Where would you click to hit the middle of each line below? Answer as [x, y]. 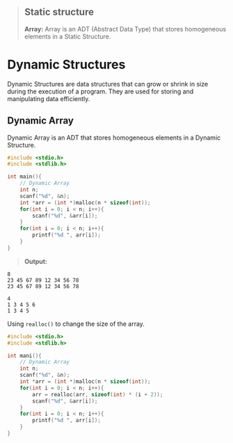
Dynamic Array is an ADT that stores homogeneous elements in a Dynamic [114, 137]
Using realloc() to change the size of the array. [76, 324]
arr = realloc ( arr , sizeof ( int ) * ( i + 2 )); [98, 394]
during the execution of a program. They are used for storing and [101, 91]
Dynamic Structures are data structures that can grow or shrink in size [108, 84]
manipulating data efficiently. [49, 98]
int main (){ [24, 177]
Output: [35, 261]
